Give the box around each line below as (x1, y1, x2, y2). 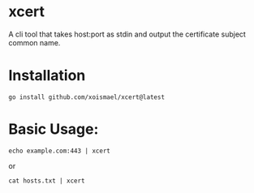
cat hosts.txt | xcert (8, 177, 85, 185)
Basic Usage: (8, 120, 99, 139)
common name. (8, 37, 61, 47)
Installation (8, 66, 86, 85)
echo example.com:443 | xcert (8, 147, 111, 155)
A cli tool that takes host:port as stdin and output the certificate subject (8, 29, 246, 39)
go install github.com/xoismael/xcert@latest (8, 92, 165, 101)
